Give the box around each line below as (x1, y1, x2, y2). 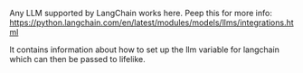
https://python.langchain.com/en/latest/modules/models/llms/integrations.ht (9, 17, 294, 28)
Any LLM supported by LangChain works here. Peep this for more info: (9, 8, 273, 18)
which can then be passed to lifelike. (9, 54, 147, 64)
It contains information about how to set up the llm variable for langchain (9, 44, 280, 55)
